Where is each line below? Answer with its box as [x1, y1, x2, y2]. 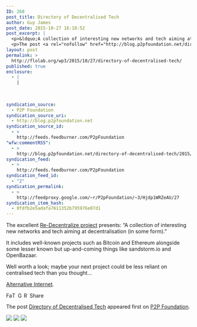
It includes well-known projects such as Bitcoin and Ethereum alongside [6, 239, 180, 246]
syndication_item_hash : [6, 200, 64, 206]
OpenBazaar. [6, 252, 38, 259]
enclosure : [6, 69, 33, 75]
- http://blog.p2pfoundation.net [11, 118, 93, 124]
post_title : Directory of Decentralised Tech [6, 14, 119, 20]
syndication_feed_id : [6, 173, 59, 179]
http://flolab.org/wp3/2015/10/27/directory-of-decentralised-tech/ [11, 58, 182, 64]
